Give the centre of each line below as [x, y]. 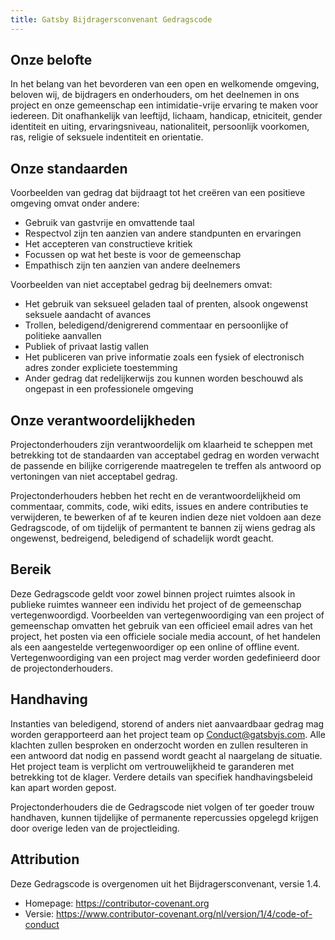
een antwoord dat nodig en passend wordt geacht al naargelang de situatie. [166, 755]
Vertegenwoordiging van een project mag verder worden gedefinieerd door [165, 657]
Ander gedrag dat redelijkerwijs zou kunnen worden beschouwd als [164, 378]
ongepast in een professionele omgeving [109, 389]
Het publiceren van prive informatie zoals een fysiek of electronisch [164, 357]
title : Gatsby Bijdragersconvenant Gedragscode [111, 19]
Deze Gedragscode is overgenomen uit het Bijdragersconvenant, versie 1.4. [166, 883]
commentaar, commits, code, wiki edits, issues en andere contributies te [159, 507]
